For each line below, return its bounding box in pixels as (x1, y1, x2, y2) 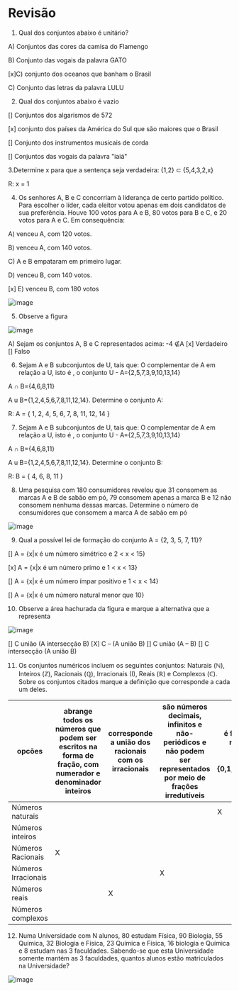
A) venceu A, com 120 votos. (8, 229, 92, 238)
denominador (55, 777, 101, 787)
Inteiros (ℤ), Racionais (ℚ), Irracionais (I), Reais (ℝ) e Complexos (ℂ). (18, 669, 218, 678)
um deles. (18, 685, 48, 693)
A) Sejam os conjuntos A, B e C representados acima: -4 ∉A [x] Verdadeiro (8, 339, 228, 348)
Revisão (8, 5, 56, 21)
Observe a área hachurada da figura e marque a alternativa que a (18, 604, 210, 612)
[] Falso (8, 347, 30, 355)
